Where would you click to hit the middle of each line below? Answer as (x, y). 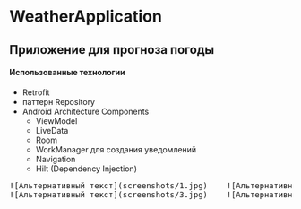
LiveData (52, 130)
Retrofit (36, 92)
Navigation (56, 159)
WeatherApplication (86, 17)
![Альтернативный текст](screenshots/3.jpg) (109, 194)
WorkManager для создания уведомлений (116, 149)
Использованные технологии (67, 73)
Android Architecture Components (86, 111)
